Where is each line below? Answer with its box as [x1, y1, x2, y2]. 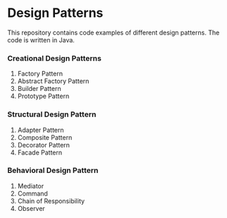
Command [17, 189, 48, 198]
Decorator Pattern [17, 140, 70, 149]
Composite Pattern [17, 133, 73, 142]
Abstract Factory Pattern [17, 77, 90, 85]
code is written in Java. [7, 35, 75, 44]
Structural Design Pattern [7, 109, 97, 119]
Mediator [17, 181, 44, 190]
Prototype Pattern [17, 92, 70, 100]
